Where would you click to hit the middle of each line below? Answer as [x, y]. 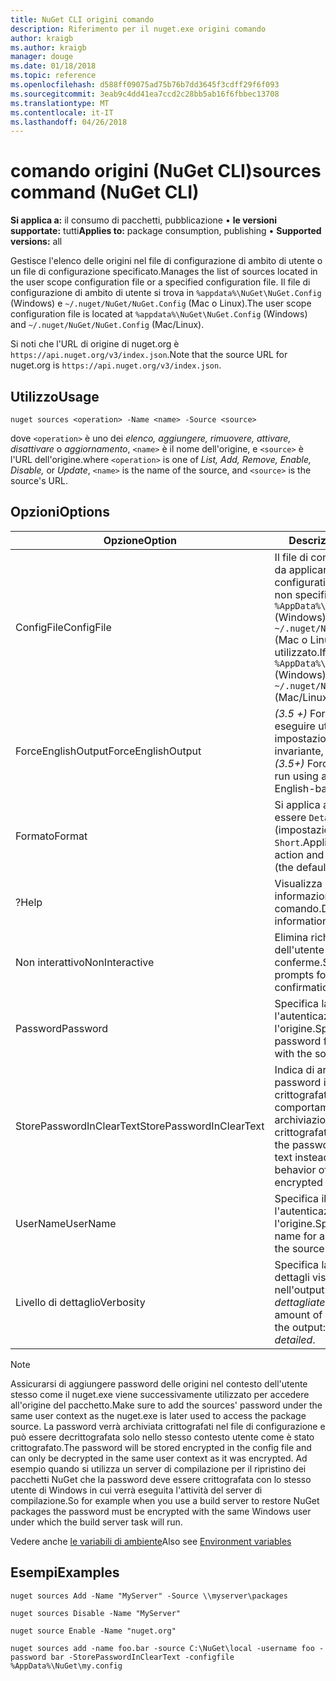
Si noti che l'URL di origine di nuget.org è [95, 344]
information [301, 921]
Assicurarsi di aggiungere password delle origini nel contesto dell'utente [159, 1383]
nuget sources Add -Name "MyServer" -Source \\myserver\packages [149, 1596]
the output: [300, 1327]
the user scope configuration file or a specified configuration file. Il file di [160, 282]
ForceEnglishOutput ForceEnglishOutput [108, 751]
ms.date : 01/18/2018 [53, 66]
